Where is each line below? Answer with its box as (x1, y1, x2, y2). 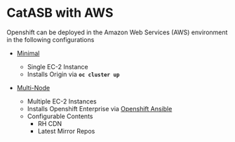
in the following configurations (6, 35, 95, 43)
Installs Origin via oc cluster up (27, 70, 120, 78)
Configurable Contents (27, 112, 93, 120)
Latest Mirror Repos (37, 127, 95, 135)
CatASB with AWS (6, 5, 114, 21)
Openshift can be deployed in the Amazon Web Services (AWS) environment (6, 28, 228, 36)
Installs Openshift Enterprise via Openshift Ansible (27, 104, 173, 113)
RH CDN (37, 119, 62, 127)
